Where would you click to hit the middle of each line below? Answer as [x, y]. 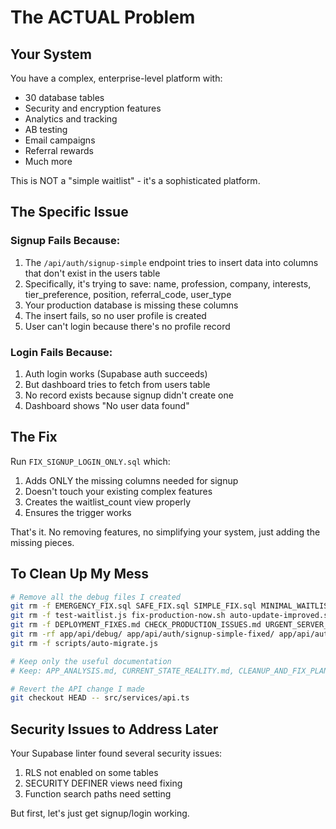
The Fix [34, 437]
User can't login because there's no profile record [127, 326]
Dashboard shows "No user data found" [107, 405]
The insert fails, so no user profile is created [115, 315]
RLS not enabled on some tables [91, 773]
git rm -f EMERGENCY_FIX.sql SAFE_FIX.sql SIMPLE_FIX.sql [133, 606]
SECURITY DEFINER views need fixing [103, 783]
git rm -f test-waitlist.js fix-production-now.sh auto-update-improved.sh [171, 616]
